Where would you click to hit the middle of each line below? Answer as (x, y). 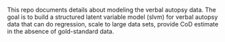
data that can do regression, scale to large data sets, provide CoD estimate (113, 24)
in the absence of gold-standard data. (61, 31)
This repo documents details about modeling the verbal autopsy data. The (112, 10)
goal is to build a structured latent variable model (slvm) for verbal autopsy (113, 17)
